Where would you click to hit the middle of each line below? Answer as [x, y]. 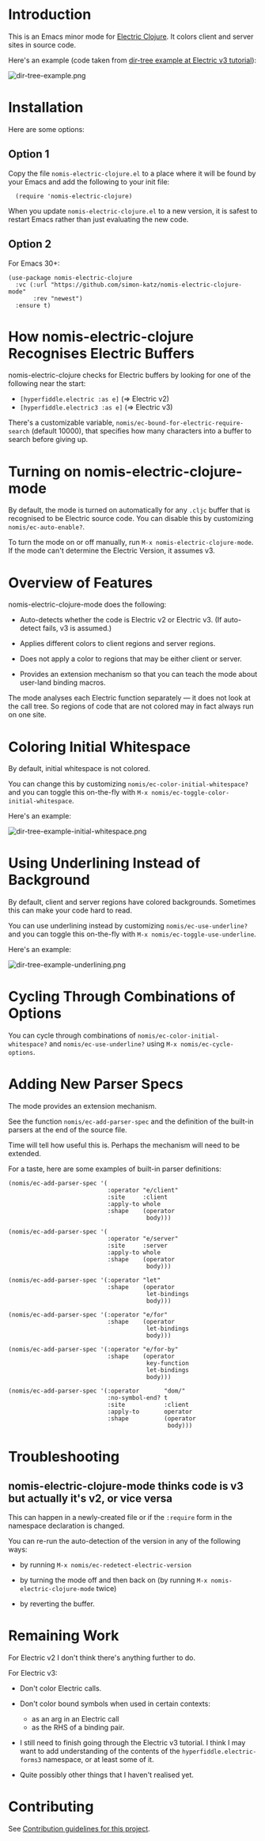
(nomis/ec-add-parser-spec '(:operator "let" [84, 1280]
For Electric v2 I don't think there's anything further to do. [102, 1658]
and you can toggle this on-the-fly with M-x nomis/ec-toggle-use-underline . [132, 934]
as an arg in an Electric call [76, 1719]
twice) [106, 1589]
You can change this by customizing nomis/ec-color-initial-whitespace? [129, 784]
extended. [25, 1154]
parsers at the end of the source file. [68, 1130]
